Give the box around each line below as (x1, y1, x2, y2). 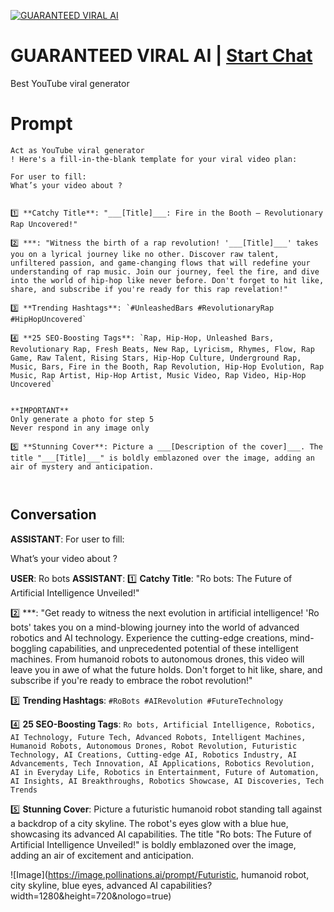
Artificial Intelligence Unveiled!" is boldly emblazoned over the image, (10, 838, 297, 850)
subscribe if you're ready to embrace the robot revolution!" (10, 674, 253, 686)
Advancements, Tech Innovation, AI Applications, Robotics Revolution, (10, 758, 315, 769)
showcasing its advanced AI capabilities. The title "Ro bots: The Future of (10, 828, 312, 840)
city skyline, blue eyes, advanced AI (10, 879, 159, 891)
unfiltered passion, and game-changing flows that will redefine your (10, 258, 311, 268)
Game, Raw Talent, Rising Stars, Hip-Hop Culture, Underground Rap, (10, 353, 302, 363)
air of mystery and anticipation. (10, 461, 155, 472)
